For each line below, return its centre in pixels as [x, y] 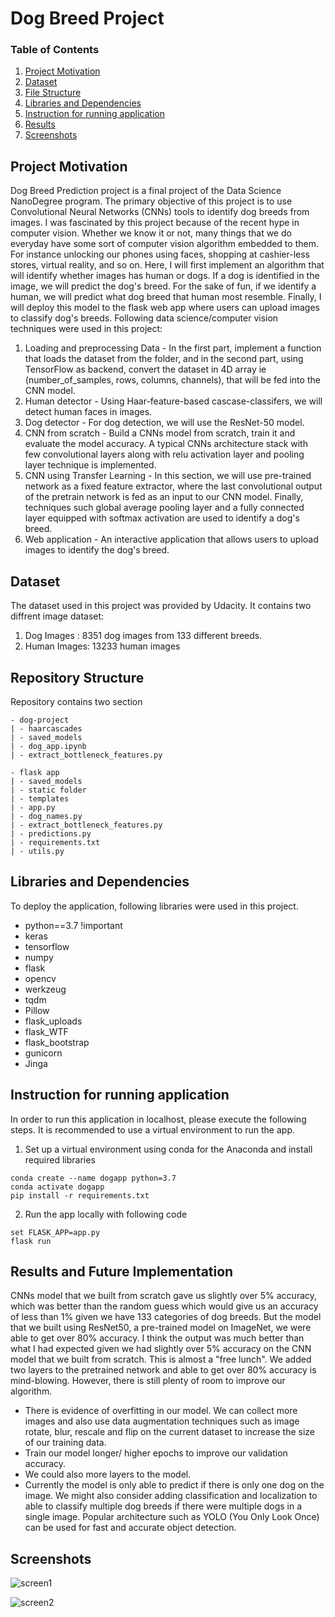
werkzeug [45, 989]
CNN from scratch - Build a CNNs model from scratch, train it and [160, 433]
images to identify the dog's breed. [97, 550]
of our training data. [65, 1443]
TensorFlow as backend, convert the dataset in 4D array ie [145, 369]
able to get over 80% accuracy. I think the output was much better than [157, 1338]
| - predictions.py [51, 833]
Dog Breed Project [87, 18]
